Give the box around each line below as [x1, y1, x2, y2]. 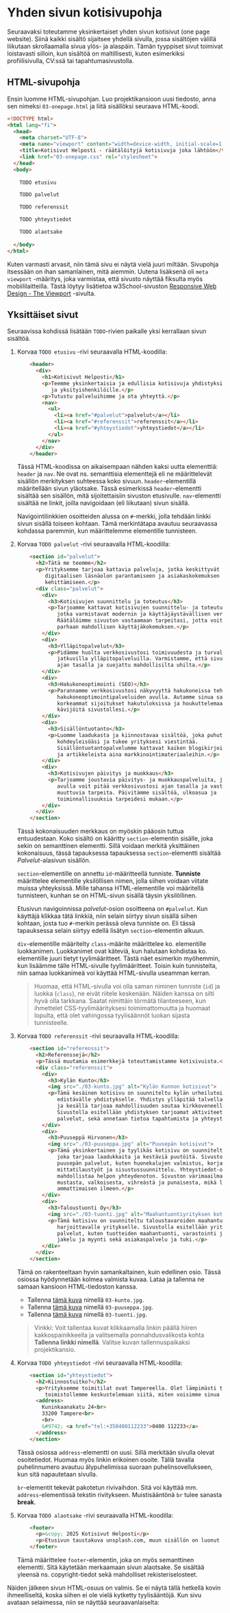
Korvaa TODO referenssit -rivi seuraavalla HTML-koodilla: [16, 1032, 180, 1040]
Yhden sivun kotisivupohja [7, 5, 163, 21]
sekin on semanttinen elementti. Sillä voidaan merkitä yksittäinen [16, 842, 200, 850]
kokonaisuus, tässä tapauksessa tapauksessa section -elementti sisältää [16, 849, 221, 858]
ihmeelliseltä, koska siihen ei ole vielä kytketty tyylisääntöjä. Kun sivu [7, 1591, 202, 1599]
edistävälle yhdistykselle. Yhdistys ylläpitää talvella [57, 1096, 223, 1103]
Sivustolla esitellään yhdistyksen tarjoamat [57, 1108, 190, 1115]
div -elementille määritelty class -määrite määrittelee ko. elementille [16, 940, 207, 948]
